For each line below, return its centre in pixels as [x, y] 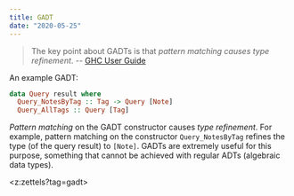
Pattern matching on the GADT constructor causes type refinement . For [141, 127]
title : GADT [31, 17]
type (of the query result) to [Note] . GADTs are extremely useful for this [140, 146]
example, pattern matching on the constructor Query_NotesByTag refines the [147, 137]
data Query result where [55, 94]
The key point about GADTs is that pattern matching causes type [150, 51]
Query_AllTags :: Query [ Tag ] [73, 110]
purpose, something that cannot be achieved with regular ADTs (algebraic [145, 155]
